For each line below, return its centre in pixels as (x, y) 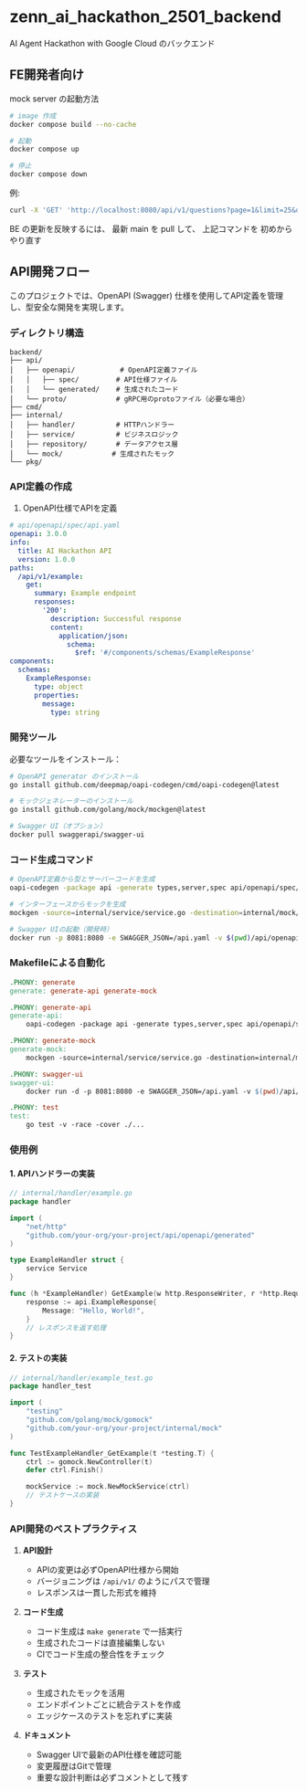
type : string (75, 712)
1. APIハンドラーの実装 (53, 1173)
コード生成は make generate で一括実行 (109, 1631)
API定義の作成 (41, 486)
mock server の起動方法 (54, 99)
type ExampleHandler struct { (67, 1260)
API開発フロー (50, 272)
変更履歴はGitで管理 (74, 1766)
